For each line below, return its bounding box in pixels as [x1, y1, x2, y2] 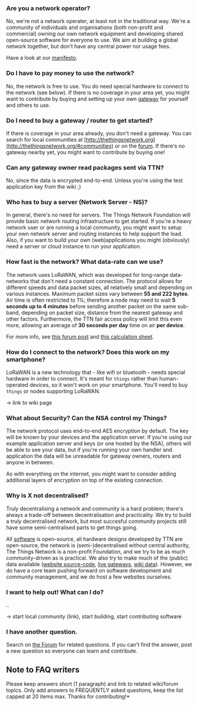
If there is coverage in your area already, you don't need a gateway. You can [6, 129, 192, 137]
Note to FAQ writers [6, 665, 80, 675]
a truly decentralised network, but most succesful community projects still [6, 517, 187, 525]
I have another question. [6, 627, 78, 635]
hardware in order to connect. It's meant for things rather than [6, 375, 158, 382]
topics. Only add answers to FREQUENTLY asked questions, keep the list [6, 686, 183, 694]
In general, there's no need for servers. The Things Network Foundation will [6, 212, 191, 219]
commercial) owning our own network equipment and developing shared [6, 30, 183, 37]
